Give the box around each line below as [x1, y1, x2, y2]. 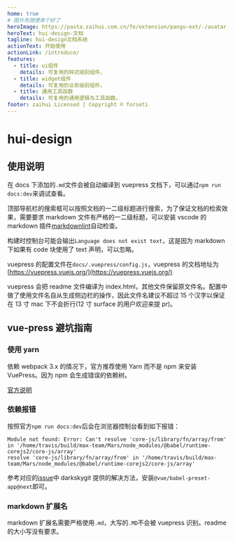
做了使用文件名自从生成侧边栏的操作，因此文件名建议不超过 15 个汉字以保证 [7, 291, 225, 299]
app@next [7, 483, 33, 490]
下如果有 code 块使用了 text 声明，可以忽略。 [7, 245, 138, 254]
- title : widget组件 [13, 75, 71, 82]
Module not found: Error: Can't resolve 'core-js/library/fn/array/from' [7, 436, 227, 443]
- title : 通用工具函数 [13, 88, 73, 95]
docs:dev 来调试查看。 [7, 189, 70, 198]
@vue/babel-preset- [153, 474, 211, 482]
